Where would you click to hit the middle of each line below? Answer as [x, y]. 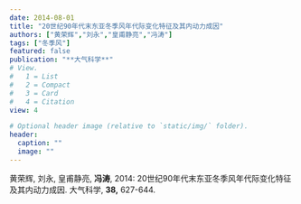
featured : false [40, 51]
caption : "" [40, 144]
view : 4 [24, 110]
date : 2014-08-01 [42, 18]
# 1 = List [34, 77]
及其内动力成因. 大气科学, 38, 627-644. [83, 190]
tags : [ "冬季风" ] [40, 43]
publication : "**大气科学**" [61, 60]
